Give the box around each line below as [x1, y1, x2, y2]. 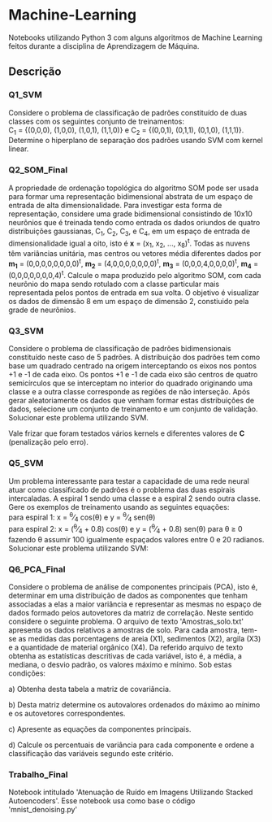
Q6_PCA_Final [8, 563, 66, 575]
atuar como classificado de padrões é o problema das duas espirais [8, 485, 235, 494]
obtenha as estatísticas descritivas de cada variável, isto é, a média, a [8, 650, 242, 660]
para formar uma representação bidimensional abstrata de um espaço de [8, 191, 253, 201]
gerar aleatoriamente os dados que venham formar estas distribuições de [8, 396, 254, 406]
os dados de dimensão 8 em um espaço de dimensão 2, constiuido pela [8, 297, 249, 307]
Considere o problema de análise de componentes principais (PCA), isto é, [8, 581, 258, 591]
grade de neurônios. [8, 305, 76, 315]
